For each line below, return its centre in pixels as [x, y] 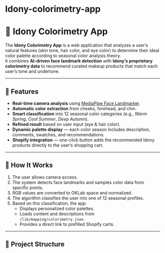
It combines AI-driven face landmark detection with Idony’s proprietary [79, 61]
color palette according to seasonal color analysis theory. [63, 56]
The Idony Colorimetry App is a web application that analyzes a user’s [77, 45]
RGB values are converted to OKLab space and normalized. [72, 192]
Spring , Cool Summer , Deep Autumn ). [50, 119]
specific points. [28, 188]
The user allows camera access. [45, 177]
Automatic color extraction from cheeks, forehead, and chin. [74, 108]
